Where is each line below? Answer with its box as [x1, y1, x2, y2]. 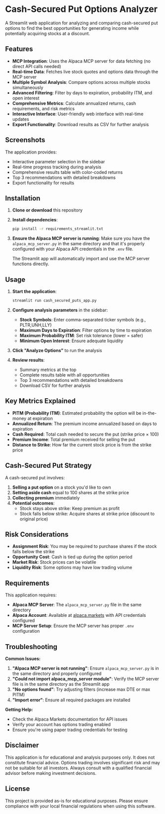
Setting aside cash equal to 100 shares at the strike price [12, 489, 129, 495]
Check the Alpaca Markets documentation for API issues [12, 716, 127, 722]
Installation [5, 194, 41, 202]
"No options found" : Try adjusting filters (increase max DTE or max [12, 686, 151, 692]
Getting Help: [5, 707, 33, 712]
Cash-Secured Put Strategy [5, 461, 92, 470]
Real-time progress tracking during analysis [12, 164, 101, 170]
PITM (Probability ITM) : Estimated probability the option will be [12, 410, 142, 416]
